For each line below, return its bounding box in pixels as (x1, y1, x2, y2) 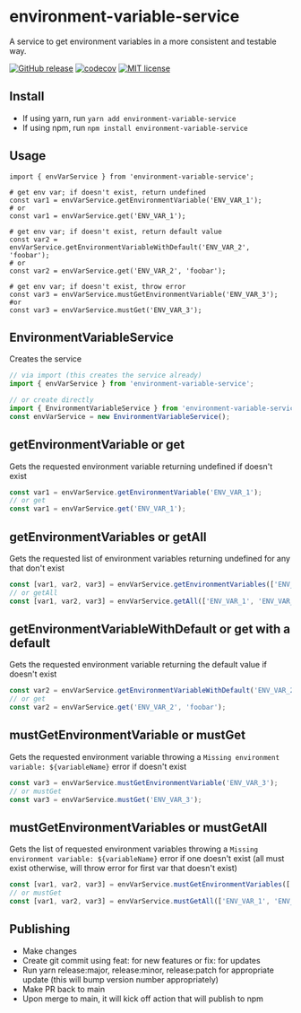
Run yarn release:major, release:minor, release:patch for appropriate (21, 965, 275, 975)
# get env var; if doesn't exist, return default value (9, 227, 222, 236)
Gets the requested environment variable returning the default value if (9, 659, 267, 670)
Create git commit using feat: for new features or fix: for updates (21, 955, 262, 965)
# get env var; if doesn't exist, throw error (9, 282, 186, 291)
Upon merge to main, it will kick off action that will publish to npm (21, 993, 264, 1004)
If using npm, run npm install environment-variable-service (21, 122, 248, 133)
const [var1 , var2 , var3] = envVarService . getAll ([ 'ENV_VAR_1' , (9, 597, 254, 606)
